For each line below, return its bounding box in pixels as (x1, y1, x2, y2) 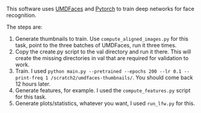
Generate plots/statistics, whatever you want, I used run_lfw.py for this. (15, 100, 196, 107)
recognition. (6, 12, 37, 19)
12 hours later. (15, 80, 51, 87)
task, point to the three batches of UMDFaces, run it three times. (15, 42, 177, 49)
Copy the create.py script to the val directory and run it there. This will (15, 48, 191, 55)
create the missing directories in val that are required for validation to (15, 55, 189, 61)
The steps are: (6, 24, 43, 30)
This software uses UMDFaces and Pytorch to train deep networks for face (6, 5, 195, 12)
